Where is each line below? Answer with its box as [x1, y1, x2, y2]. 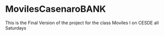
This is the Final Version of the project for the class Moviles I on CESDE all [5, 20, 159, 26]
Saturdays [5, 25, 27, 31]
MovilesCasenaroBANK [5, 3, 106, 15]
